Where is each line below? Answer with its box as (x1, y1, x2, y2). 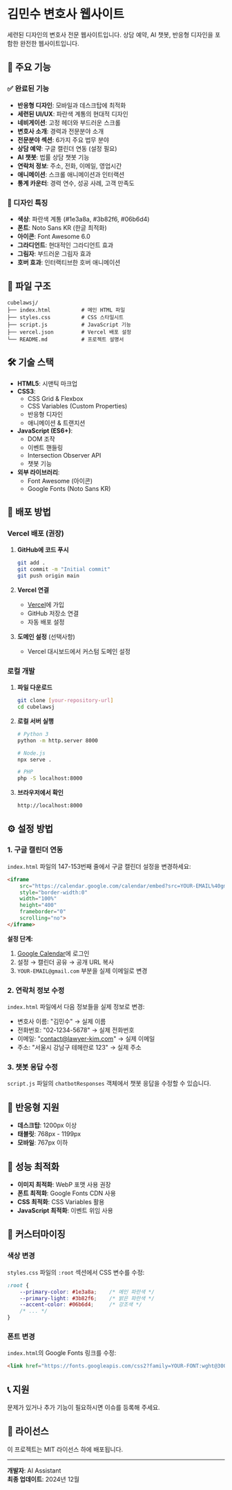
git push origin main (17, 572, 79, 579)
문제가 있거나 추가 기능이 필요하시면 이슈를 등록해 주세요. (7, 1403, 160, 1411)
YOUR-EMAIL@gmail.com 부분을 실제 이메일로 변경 (17, 967, 148, 975)
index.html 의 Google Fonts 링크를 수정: (7, 1349, 117, 1357)
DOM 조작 (27, 434, 55, 443)
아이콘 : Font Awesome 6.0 (17, 232, 91, 240)
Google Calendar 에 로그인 (17, 949, 90, 958)
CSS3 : (17, 387, 36, 395)
